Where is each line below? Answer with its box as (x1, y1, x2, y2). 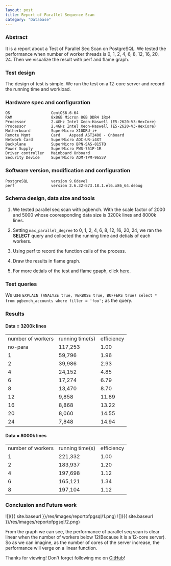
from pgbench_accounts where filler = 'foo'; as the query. (5, 297, 133, 304)
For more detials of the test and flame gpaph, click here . (12, 268, 131, 274)
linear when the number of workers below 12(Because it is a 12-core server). (5, 534, 166, 540)
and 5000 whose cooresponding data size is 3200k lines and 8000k (12, 211, 157, 218)
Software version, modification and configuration (5, 167, 131, 174)
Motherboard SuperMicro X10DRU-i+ (5, 128, 97, 133)
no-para (8, 343, 29, 350)
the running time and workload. (5, 86, 71, 92)
